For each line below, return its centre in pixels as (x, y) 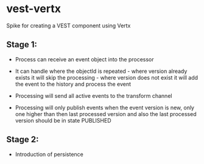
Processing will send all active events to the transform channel (93, 95)
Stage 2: (23, 139)
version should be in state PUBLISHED (63, 120)
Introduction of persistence (49, 154)
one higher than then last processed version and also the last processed (106, 114)
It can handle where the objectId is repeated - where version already (101, 71)
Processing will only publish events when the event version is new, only (105, 108)
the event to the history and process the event (73, 84)
